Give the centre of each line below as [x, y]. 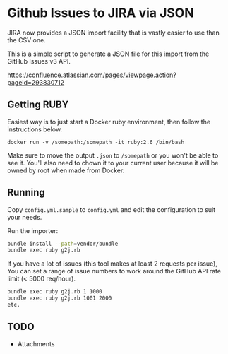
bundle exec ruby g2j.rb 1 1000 [55, 292]
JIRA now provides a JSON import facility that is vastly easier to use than [114, 33]
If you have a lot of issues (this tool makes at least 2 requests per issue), [112, 264]
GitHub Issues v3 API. [39, 61]
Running [26, 193]
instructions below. [35, 129]
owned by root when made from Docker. [66, 170]
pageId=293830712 [36, 82]
